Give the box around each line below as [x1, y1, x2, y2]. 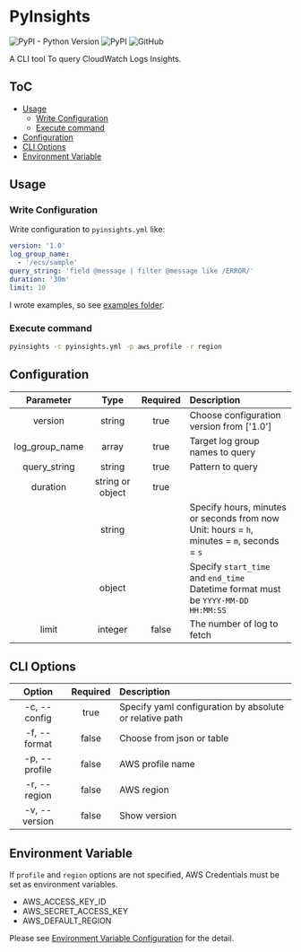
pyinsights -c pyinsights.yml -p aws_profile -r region [9, 342, 222, 351]
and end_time [189, 572, 245, 584]
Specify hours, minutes [189, 501, 287, 513]
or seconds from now [189, 511, 279, 524]
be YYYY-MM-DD [189, 594, 249, 607]
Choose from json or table [119, 732, 229, 745]
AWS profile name [119, 758, 195, 771]
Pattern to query [189, 460, 258, 473]
